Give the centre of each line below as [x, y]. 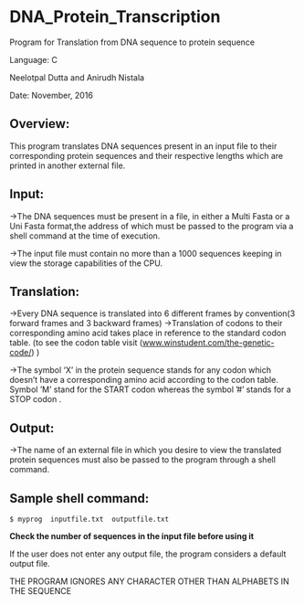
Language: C [33, 59]
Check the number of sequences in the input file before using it [131, 536]
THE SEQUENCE [40, 591]
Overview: [40, 124]
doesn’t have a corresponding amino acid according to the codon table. [144, 380]
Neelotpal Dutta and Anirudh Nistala [77, 77]
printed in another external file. [68, 165]
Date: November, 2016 [52, 95]
